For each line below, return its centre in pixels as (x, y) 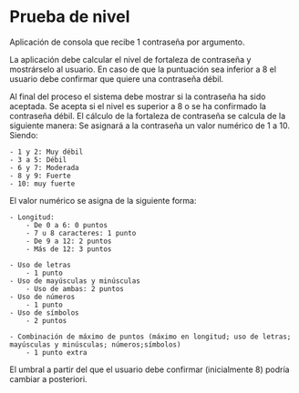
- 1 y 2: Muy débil (46, 152)
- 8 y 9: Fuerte (40, 176)
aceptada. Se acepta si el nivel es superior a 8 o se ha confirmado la (138, 106)
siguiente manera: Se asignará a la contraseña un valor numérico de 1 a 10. (149, 126)
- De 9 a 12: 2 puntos (69, 241)
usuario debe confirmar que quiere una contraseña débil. (117, 78)
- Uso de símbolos (44, 312)
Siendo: (24, 135)
